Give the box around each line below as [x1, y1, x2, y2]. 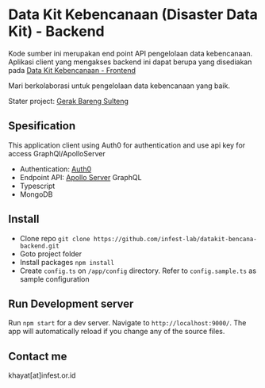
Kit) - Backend [8, 22, 105, 40]
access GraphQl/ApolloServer [8, 148, 106, 158]
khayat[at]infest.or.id [8, 371, 76, 380]
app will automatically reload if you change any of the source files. [8, 327, 225, 336]
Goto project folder [19, 248, 83, 259]
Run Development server [8, 297, 134, 310]
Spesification [8, 119, 76, 133]
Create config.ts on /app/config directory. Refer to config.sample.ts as [19, 266, 256, 275]
